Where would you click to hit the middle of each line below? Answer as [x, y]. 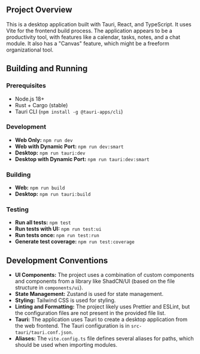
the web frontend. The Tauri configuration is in [72, 326]
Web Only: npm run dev [44, 140]
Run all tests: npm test [43, 223]
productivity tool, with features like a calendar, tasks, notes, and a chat [93, 37]
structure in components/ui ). [49, 288]
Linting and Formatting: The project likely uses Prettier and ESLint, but [102, 307]
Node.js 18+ [30, 99]
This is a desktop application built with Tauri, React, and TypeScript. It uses [99, 24]
